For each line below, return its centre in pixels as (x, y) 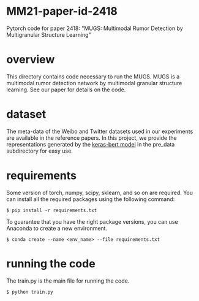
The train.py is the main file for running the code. (68, 281)
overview (31, 60)
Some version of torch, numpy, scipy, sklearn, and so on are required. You (100, 192)
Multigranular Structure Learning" (49, 34)
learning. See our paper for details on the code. (66, 90)
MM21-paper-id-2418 (62, 11)
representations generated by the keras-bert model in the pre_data (91, 144)
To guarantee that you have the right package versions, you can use (92, 221)
